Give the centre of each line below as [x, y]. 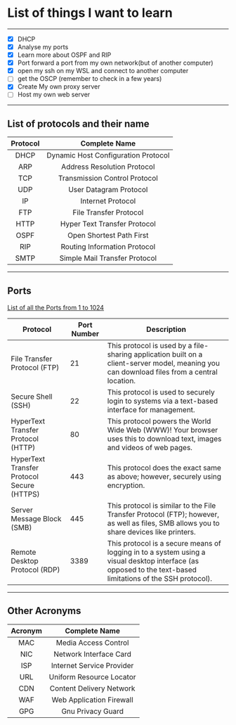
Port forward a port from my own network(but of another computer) [115, 63]
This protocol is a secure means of [164, 544]
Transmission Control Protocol [108, 179]
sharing [119, 354]
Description [166, 330]
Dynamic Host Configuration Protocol [108, 155]
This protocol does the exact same [164, 468]
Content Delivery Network [92, 688]
